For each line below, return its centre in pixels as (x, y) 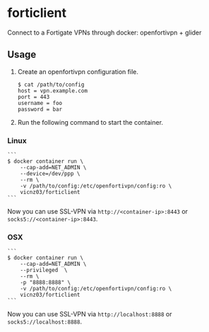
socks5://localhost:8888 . (45, 321)
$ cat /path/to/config (51, 85)
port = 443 (34, 97)
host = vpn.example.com (53, 91)
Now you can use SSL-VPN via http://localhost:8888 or (90, 314)
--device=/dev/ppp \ (50, 174)
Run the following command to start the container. (90, 122)
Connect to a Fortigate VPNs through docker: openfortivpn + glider (104, 32)
